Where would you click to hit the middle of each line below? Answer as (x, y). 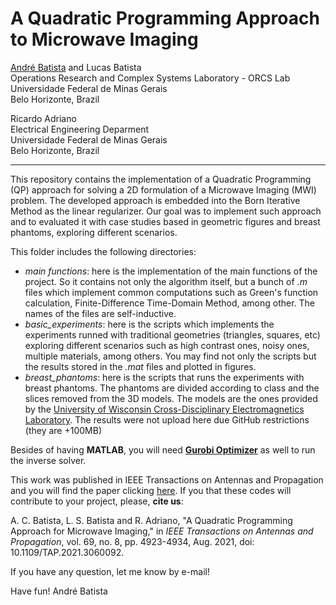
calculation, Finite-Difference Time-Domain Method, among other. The (170, 303)
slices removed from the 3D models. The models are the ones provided (171, 398)
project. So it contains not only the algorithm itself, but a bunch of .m (166, 281)
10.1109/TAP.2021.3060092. (67, 552)
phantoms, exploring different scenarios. (94, 232)
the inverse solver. (48, 460)
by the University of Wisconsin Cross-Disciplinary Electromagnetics (164, 409)
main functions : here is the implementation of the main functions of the (171, 271)
